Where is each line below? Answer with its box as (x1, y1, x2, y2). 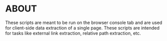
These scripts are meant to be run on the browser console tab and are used (5, 19, 162, 25)
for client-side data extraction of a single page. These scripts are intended (5, 24, 160, 30)
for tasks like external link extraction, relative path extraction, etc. (5, 30, 141, 36)
